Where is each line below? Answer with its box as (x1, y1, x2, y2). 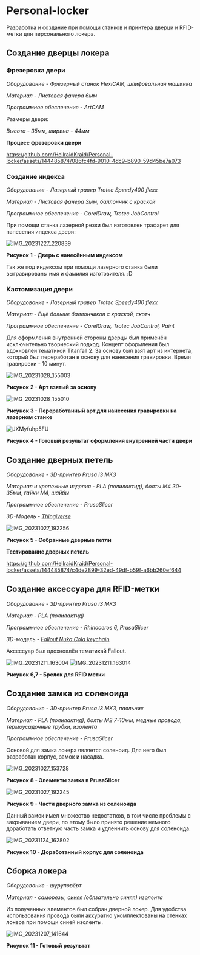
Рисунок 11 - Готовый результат (6, 942, 91, 950)
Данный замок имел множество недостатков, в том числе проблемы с (6, 811, 191, 819)
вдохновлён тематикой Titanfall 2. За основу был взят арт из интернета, (6, 347, 193, 355)
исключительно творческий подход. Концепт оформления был (6, 341, 170, 348)
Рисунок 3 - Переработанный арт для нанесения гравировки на (6, 407, 177, 414)
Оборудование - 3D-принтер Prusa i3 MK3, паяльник (6, 704, 144, 712)
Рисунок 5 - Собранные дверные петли (6, 537, 112, 544)
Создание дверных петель (6, 454, 113, 465)
